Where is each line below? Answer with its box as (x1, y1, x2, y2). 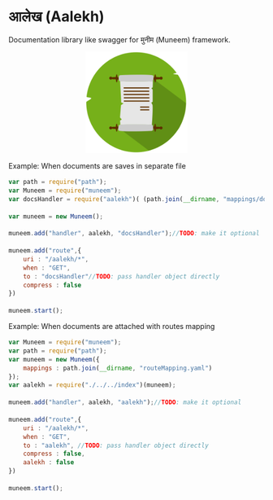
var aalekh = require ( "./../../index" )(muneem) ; (8, 381, 176, 389)
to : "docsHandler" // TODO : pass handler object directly (23, 272, 220, 280)
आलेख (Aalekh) (8, 7, 105, 26)
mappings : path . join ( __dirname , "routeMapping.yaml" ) (23, 364, 213, 372)
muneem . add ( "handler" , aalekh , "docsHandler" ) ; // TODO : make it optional (8, 230, 260, 238)
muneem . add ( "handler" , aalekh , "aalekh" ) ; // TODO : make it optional (8, 398, 242, 406)
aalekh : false (23, 458, 75, 467)
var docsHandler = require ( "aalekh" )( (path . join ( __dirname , (8, 195, 220, 203)
